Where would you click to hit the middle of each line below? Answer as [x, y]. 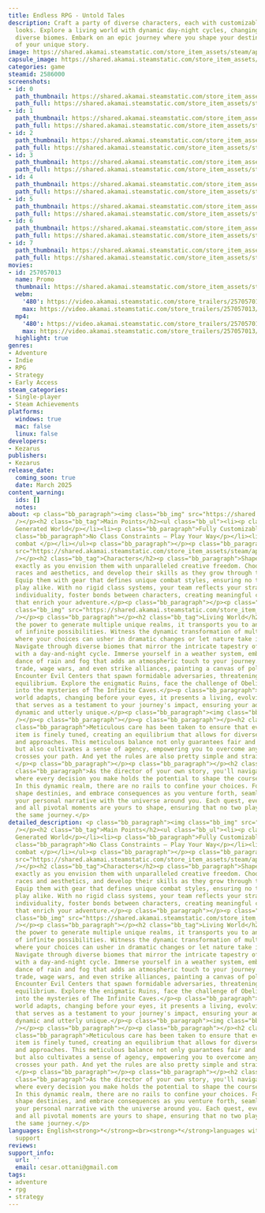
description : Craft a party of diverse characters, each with [112, 23]
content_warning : [37, 492]
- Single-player [35, 397]
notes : [26, 507]
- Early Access [33, 382]
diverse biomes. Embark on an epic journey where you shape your [125, 37]
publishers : [28, 456]
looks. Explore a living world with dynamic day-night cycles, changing [137, 30]
